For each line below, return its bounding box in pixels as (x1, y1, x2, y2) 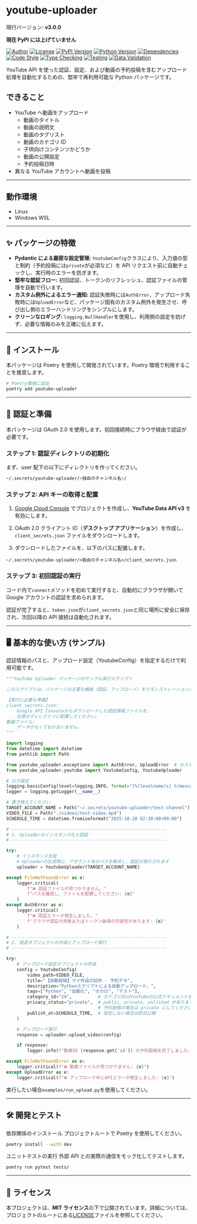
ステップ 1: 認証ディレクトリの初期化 (6, 449, 110, 457)
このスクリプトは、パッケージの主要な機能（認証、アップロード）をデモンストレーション (6, 686, 189, 692)
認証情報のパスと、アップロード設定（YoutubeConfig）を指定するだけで (6, 657, 181, 664)
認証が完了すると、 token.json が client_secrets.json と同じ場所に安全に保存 (6, 606, 191, 613)
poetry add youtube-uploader (6, 386, 77, 392)
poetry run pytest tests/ (6, 1164, 69, 1170)
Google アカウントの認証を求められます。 (6, 593, 107, 601)
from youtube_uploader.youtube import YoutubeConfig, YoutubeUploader (6, 767, 182, 773)
